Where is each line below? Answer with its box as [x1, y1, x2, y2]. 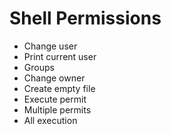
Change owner [23, 72, 86, 84]
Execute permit [23, 93, 87, 105]
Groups [23, 61, 55, 73]
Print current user [23, 50, 97, 62]
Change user [23, 40, 78, 52]
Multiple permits [23, 103, 92, 116]
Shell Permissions [9, 7, 162, 30]
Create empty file [23, 82, 96, 94]
